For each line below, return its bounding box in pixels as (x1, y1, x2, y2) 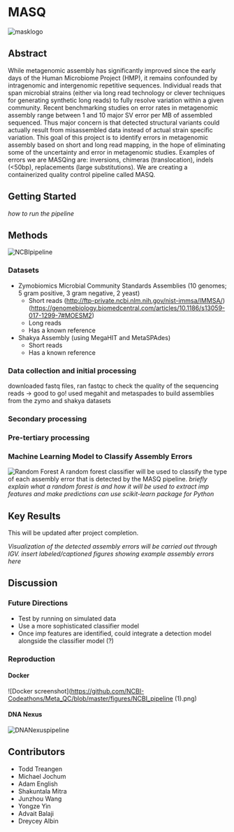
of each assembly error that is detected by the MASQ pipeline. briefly (8, 475, 208, 484)
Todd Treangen (17, 764, 62, 773)
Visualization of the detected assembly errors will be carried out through (8, 542, 217, 550)
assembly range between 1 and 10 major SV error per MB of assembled (8, 111, 212, 119)
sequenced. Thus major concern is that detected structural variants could (8, 118, 220, 127)
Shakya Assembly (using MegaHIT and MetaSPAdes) (17, 333, 170, 341)
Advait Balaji (17, 809, 54, 817)
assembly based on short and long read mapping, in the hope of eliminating (8, 141, 226, 149)
